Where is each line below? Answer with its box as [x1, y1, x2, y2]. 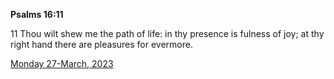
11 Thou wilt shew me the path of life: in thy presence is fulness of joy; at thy [10, 28, 325, 39]
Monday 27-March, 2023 [10, 58, 114, 69]
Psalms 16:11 [10, 9, 64, 20]
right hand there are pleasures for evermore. [10, 39, 193, 50]
